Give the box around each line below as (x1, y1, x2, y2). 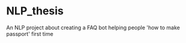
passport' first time (6, 30, 54, 37)
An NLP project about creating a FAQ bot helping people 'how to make (6, 24, 181, 31)
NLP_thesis (6, 4, 64, 18)
